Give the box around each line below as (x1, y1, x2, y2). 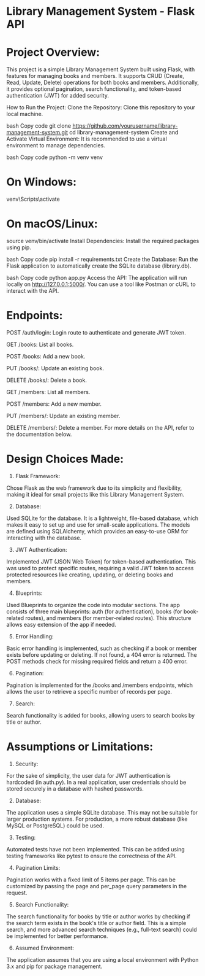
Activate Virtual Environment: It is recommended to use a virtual (6, 135, 167, 142)
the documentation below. (6, 430, 72, 438)
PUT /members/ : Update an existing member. (6, 412, 121, 419)
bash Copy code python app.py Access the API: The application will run (6, 274, 187, 281)
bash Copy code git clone (6, 122, 72, 130)
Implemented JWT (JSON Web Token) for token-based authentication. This (6, 557, 196, 565)
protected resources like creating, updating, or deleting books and (6, 571, 173, 578)
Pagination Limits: (15, 864, 61, 871)
